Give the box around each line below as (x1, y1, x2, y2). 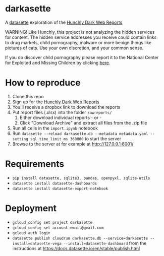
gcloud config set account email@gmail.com (12, 225, 104, 230)
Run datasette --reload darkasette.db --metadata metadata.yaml (12, 130, 149, 136)
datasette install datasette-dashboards (12, 181, 97, 186)
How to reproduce (5, 77, 81, 88)
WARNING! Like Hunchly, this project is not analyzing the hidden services (5, 29, 155, 35)
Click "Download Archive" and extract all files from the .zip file (19, 120, 147, 126)
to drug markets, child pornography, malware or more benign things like (5, 39, 152, 45)
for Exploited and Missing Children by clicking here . (5, 60, 110, 65)
